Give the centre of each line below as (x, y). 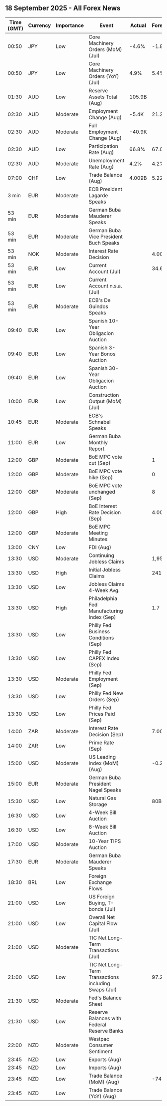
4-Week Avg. (104, 590)
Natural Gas (103, 798)
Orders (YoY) (104, 76)
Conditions (101, 637)
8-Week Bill (103, 827)
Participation (103, 146)
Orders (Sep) (104, 699)
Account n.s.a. (105, 285)
